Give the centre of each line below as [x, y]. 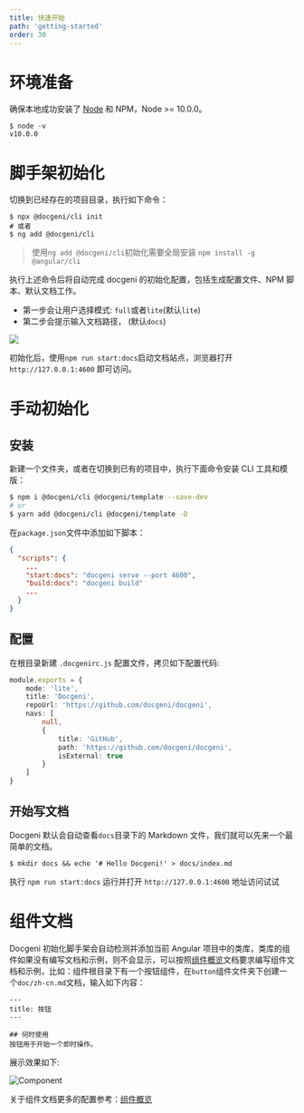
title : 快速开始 [37, 18]
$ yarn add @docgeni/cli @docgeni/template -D [99, 514]
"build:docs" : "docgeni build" [85, 584]
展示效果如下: [35, 1062]
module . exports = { [46, 680]
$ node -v [28, 126]
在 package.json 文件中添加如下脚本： [77, 532]
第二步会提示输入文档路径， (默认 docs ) [94, 322]
